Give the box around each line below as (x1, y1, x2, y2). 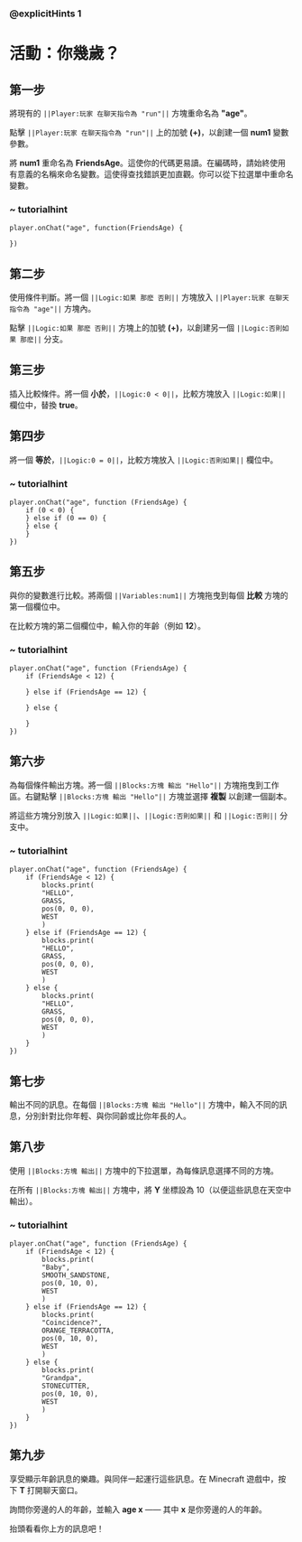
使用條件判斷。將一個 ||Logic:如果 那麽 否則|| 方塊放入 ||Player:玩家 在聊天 (9, 292, 290, 303)
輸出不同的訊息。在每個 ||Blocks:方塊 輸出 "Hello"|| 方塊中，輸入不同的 (9, 1098, 279, 1109)
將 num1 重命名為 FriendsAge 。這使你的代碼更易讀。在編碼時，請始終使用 (9, 157, 287, 168)
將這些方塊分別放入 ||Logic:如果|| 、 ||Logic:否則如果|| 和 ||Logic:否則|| (9, 809, 278, 820)
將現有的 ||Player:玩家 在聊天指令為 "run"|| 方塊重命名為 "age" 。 (9, 107, 252, 118)
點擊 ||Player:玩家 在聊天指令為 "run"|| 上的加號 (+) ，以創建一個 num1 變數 (9, 126, 289, 137)
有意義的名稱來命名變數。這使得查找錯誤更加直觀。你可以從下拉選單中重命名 (9, 168, 294, 179)
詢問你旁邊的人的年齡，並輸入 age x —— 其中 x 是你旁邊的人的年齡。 (9, 1503, 268, 1515)
